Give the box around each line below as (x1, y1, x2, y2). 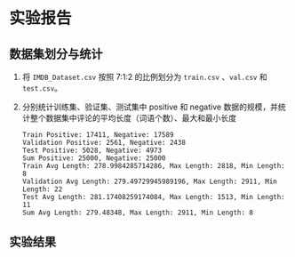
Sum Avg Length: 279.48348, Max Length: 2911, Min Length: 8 (21, 208, 254, 217)
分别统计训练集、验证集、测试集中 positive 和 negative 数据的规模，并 (21, 101, 278, 112)
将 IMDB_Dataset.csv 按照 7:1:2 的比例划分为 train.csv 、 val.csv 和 (21, 72, 268, 82)
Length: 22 (21, 185, 63, 194)
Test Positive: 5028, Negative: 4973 (21, 146, 163, 155)
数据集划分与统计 (9, 46, 103, 61)
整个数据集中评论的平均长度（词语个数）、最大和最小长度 (29, 113, 237, 123)
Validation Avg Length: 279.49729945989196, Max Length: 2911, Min (21, 177, 277, 186)
